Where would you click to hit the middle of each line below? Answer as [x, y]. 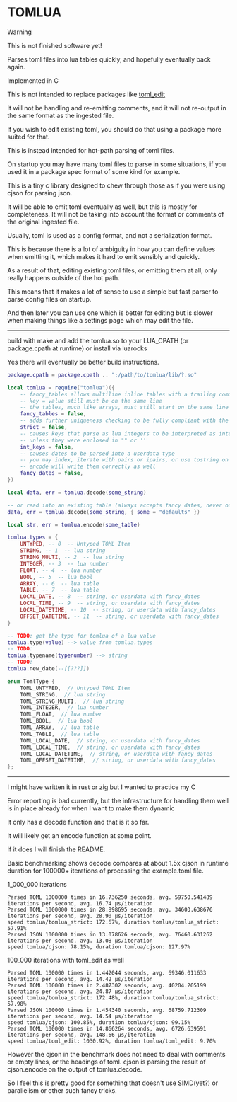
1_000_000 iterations [37, 885]
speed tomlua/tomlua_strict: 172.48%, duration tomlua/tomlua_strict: [113, 998]
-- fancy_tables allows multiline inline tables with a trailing [118, 394]
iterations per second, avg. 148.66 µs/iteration [82, 1035]
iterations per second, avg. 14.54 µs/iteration [80, 1016]
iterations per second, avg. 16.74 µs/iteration [80, 904]
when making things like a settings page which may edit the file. [100, 320]
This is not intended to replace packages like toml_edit [86, 94]
